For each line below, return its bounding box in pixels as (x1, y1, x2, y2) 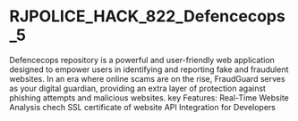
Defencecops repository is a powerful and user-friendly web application (9, 54, 276, 65)
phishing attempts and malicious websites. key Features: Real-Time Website (9, 92, 289, 103)
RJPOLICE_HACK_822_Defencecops (9, 6, 286, 27)
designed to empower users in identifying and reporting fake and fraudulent (9, 64, 289, 75)
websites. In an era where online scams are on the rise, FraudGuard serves (9, 73, 285, 84)
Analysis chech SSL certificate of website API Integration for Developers (9, 101, 276, 112)
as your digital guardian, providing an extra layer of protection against (9, 83, 267, 93)
